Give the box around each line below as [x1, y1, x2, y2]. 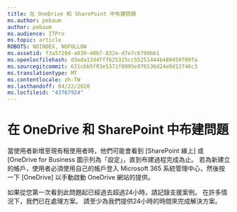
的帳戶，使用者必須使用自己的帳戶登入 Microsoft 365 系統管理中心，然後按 [7, 164, 225, 173]
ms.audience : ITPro [7, 30, 65, 37]
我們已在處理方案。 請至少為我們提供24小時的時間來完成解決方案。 [25, 197, 221, 206]
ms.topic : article [7, 37, 62, 44]
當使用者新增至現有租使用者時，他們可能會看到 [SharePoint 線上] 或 [7, 146, 204, 155]
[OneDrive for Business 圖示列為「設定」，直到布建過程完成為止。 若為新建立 [7, 155, 231, 164]
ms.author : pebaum [7, 17, 62, 24]
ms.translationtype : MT [7, 69, 78, 76]
